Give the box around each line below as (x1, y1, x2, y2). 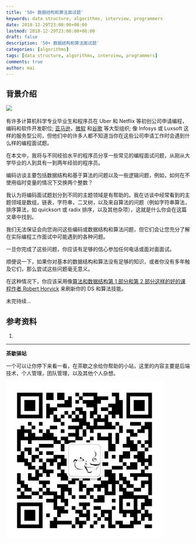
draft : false (6, 34, 38, 40)
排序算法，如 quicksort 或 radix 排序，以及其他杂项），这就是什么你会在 (6, 206, 177, 213)
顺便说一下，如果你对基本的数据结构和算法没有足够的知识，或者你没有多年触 (6, 258, 190, 265)
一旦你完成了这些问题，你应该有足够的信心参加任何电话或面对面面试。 (6, 246, 175, 253)
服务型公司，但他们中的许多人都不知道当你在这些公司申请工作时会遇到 (16, 132, 185, 139)
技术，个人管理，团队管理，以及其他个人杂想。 (6, 369, 118, 377)
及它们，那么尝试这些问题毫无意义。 (6, 265, 93, 272)
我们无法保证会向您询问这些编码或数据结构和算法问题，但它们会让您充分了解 (6, 226, 190, 233)
